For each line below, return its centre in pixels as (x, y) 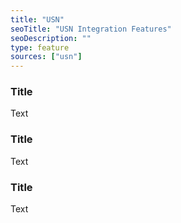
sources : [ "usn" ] (46, 57)
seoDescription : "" (51, 38)
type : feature (40, 47)
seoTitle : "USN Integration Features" (91, 29)
